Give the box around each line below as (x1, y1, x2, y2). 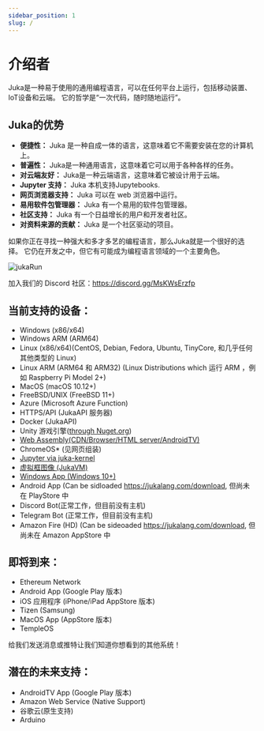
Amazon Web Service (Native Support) (19, 696, 146, 706)
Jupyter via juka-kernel (19, 454, 95, 463)
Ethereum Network (19, 577, 81, 586)
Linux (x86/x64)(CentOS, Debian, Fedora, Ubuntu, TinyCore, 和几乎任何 (19, 343, 253, 352)
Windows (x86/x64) (19, 326, 85, 335)
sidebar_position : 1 (8, 11, 76, 20)
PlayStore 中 (28, 491, 69, 500)
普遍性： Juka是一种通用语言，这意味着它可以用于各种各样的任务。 (19, 160, 238, 170)
